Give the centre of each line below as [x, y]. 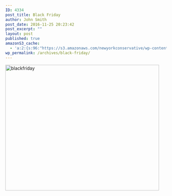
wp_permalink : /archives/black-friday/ [48, 53]
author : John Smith [26, 19]
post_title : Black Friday [33, 15]
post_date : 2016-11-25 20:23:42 [40, 24]
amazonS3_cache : [23, 43]
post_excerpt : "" [24, 29]
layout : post [19, 34]
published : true [23, 39]
